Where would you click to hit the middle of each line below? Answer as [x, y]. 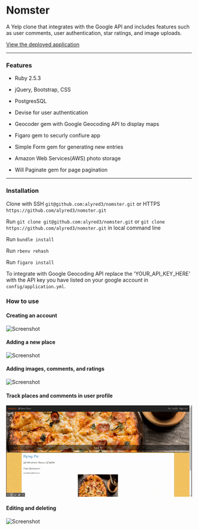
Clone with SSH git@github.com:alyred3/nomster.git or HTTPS [83, 203]
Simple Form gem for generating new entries [69, 147]
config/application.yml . [36, 286]
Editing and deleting [31, 508]
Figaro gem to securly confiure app [57, 135]
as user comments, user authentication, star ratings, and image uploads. [94, 33]
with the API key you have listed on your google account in [77, 280]
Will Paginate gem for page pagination [61, 170]
